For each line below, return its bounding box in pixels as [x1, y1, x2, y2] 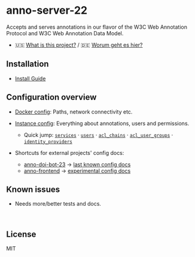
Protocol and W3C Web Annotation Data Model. [6, 29, 124, 36]
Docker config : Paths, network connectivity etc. [14, 108, 133, 115]
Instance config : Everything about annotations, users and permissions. [14, 120, 190, 127]
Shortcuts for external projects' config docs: [14, 149, 124, 156]
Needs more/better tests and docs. [14, 200, 102, 207]
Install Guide [14, 75, 46, 82]
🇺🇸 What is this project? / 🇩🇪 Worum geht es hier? [14, 41, 143, 48]
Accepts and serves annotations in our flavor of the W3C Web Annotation [6, 23, 187, 30]
